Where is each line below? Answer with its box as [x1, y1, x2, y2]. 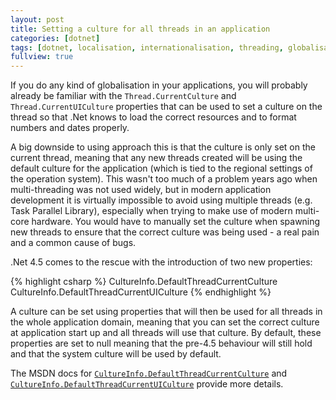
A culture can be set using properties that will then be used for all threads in [10, 306, 323, 318]
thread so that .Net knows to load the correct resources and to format [10, 111, 297, 123]
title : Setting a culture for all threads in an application [10, 24, 271, 34]
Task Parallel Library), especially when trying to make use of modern [10, 205, 293, 217]
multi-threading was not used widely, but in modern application [10, 184, 272, 196]
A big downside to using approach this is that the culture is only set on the [10, 141, 316, 153]
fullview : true [10, 52, 74, 62]
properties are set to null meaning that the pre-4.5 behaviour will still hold [10, 337, 313, 350]
